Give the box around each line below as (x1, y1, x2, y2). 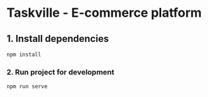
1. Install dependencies (6, 33, 109, 45)
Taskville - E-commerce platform (6, 5, 202, 21)
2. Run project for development (6, 67, 115, 77)
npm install (6, 51, 41, 58)
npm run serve (6, 83, 48, 90)
